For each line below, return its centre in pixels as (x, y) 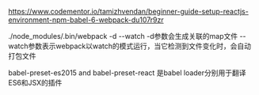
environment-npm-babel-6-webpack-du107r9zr (86, 20)
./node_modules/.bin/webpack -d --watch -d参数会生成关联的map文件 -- (128, 36)
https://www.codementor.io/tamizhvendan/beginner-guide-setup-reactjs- (129, 11)
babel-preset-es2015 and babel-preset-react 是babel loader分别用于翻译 (128, 73)
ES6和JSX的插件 (35, 83)
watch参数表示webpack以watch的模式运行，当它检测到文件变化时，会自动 (130, 46)
